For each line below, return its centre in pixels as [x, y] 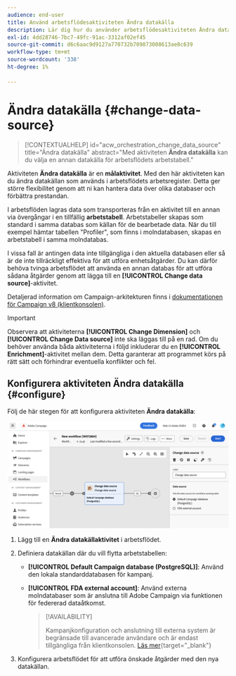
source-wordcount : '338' [44, 60]
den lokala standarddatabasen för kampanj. [91, 574]
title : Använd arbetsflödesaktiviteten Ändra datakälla [91, 22]
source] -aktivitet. [33, 283]
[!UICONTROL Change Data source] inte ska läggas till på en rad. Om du [113, 339]
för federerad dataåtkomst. [67, 603]
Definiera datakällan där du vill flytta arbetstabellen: [92, 553]
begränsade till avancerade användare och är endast [122, 637]
